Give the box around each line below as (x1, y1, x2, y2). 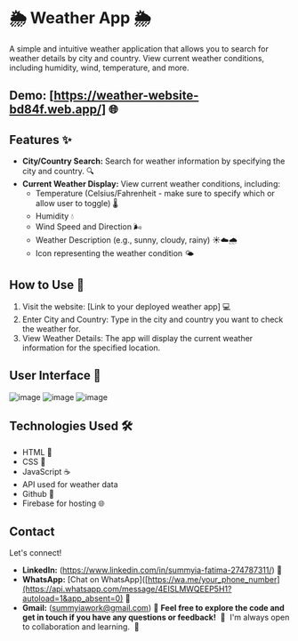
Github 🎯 (21, 488, 55, 499)
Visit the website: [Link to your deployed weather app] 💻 (21, 300, 231, 312)
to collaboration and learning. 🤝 (21, 621, 140, 632)
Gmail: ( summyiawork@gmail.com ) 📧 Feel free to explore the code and (21, 603, 285, 613)
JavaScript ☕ (21, 466, 71, 477)
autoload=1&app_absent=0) (21, 593, 124, 604)
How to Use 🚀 (9, 277, 85, 292)
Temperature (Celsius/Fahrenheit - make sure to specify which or (35, 188, 276, 199)
